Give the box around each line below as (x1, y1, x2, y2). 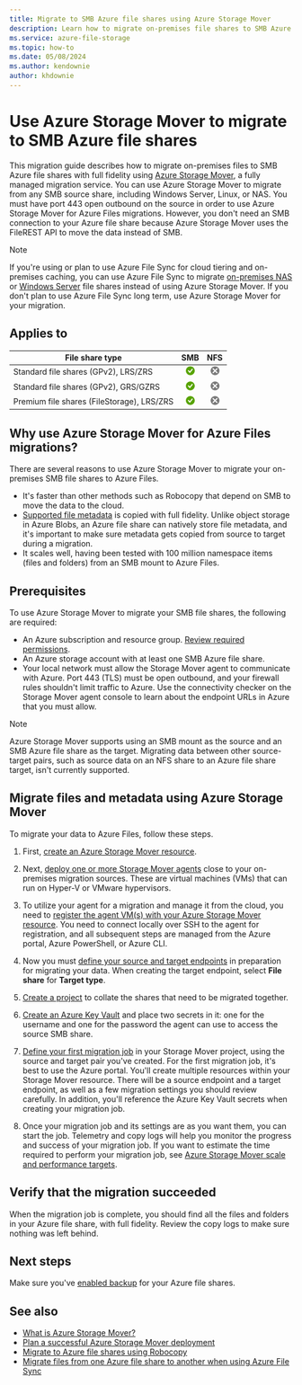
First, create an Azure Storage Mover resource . (22, 846, 198, 857)
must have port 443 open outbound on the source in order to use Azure (9, 198, 275, 209)
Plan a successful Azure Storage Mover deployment (22, 1337, 216, 1348)
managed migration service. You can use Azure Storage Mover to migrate (9, 179, 281, 190)
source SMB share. (22, 1028, 93, 1039)
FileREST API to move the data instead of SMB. (9, 226, 183, 237)
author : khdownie (9, 72, 75, 81)
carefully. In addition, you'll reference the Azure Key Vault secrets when (22, 1093, 288, 1105)
